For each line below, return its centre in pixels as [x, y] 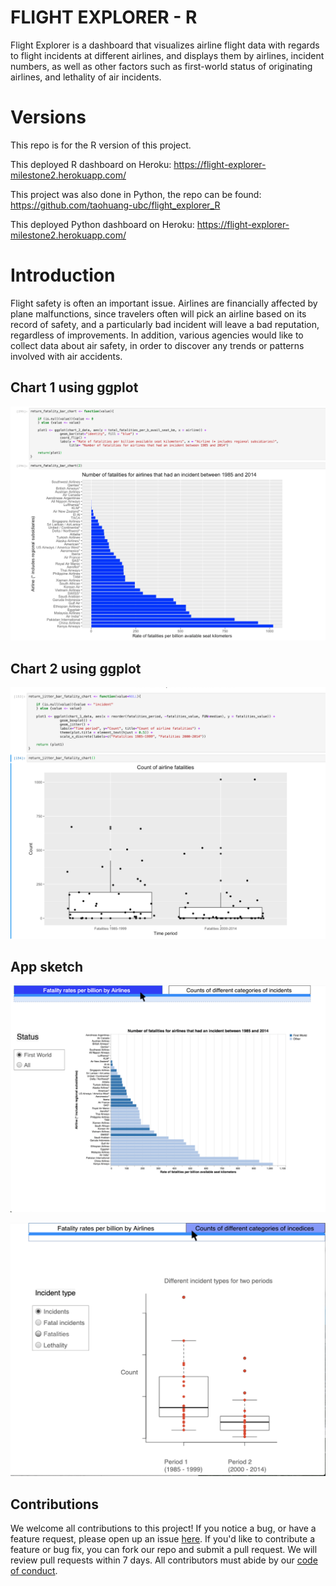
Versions [48, 117]
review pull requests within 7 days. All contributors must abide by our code [164, 1560]
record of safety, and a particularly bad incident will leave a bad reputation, [165, 324]
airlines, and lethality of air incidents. [86, 77]
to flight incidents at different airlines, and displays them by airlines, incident [167, 55]
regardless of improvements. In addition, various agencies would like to [157, 335]
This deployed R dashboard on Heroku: [91, 164]
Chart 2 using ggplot [76, 668]
